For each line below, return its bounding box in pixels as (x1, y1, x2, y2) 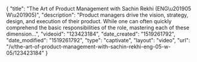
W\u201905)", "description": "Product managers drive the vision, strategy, (6, 11, 189, 18)
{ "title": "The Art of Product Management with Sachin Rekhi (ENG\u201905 (6, 5, 192, 12)
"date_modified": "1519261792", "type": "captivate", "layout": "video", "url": (6, 37, 190, 44)
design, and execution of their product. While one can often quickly (6, 18, 172, 24)
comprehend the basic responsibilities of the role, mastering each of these (6, 24, 190, 31)
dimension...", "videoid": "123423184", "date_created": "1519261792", (6, 30, 176, 38)
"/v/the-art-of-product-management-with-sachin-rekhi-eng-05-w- (6, 43, 171, 50)
